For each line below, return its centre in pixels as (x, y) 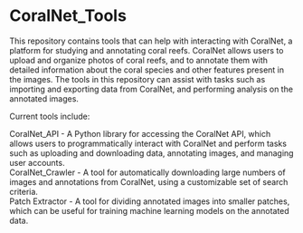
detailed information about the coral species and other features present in (147, 70)
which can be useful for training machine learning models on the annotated (149, 210)
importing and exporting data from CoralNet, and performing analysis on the (151, 89)
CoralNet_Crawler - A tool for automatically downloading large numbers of (148, 172)
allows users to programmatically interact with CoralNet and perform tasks (148, 143)
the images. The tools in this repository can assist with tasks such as (137, 79)
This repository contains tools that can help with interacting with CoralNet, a (151, 41)
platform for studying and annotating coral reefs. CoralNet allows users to (147, 50)
